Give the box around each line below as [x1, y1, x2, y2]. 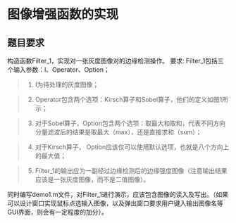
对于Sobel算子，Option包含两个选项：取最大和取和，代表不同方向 [35, 119, 226, 127]
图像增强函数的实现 [7, 6, 119, 23]
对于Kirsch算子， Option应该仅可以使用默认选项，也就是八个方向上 [35, 143, 230, 151]
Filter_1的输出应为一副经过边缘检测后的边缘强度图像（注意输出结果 [35, 167, 228, 174]
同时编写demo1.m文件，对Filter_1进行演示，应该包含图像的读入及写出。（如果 [7, 191, 229, 198]
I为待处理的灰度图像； [35, 80, 99, 89]
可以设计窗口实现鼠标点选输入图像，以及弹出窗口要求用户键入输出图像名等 [7, 199, 223, 208]
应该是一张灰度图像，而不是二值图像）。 [35, 175, 150, 184]
